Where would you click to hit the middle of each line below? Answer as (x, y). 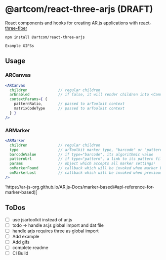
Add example (26, 236)
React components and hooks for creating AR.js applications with (72, 23)
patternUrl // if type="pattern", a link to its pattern (82, 159)
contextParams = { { (29, 99)
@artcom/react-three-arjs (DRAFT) (79, 9)
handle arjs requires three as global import (55, 231)
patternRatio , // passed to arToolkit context (69, 104)
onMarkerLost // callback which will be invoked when (76, 173)
